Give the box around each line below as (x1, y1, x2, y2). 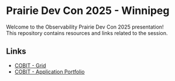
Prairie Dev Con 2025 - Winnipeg (6, 4, 170, 17)
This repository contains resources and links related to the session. (6, 29, 168, 36)
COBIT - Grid (14, 62, 46, 69)
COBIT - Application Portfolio (14, 68, 85, 75)
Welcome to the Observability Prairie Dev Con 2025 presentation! (6, 23, 164, 30)
